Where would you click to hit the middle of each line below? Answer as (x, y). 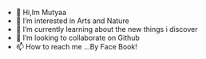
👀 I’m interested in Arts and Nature (72, 21)
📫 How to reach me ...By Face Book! (76, 47)
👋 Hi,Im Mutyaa (41, 12)
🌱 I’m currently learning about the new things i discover (107, 29)
